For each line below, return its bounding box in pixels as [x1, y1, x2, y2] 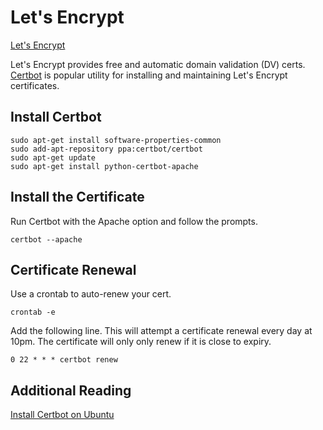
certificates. [10, 79, 60, 91]
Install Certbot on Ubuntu [10, 409, 115, 421]
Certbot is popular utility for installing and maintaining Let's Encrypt [10, 69, 288, 81]
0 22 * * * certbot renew [10, 355, 118, 365]
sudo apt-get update [10, 152, 97, 163]
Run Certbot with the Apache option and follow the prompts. [10, 215, 258, 227]
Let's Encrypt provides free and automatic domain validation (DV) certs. [10, 58, 306, 70]
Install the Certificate [10, 189, 145, 206]
